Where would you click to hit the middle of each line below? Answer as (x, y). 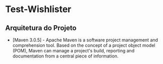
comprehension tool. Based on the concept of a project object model (84, 45)
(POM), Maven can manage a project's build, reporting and (73, 51)
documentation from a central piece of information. (65, 56)
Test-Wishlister (38, 9)
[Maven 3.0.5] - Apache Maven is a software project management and (85, 40)
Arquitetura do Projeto (41, 28)
